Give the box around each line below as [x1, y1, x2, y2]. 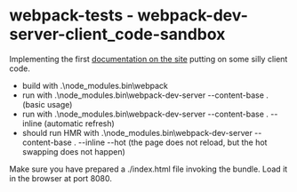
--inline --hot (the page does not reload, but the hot [78, 137, 268, 148]
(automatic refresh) [44, 117, 116, 129]
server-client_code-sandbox [9, 24, 226, 44]
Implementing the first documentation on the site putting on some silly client [9, 53, 288, 64]
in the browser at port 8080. [9, 172, 113, 183]
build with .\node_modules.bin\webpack [21, 80, 169, 91]
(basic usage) [21, 99, 73, 109]
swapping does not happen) [21, 146, 126, 156]
